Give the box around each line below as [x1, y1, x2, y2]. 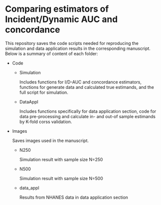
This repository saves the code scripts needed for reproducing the [5, 40, 139, 46]
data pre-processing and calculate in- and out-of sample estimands [19, 113, 156, 119]
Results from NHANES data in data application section [19, 194, 128, 200]
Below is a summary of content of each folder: [5, 50, 99, 57]
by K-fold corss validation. [19, 119, 72, 124]
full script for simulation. [19, 89, 68, 95]
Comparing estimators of [5, 3, 109, 15]
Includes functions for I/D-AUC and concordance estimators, [19, 79, 141, 85]
